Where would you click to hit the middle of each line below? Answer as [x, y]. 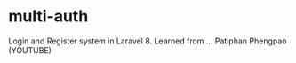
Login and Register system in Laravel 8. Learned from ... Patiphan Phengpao [148, 41]
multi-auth [48, 16]
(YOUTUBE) [30, 50]
